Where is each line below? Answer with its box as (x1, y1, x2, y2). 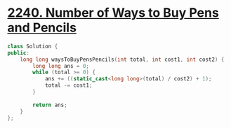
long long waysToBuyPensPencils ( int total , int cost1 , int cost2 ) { (20, 56, 225, 63)
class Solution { (7, 43, 58, 50)
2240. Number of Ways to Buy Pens (7, 5, 219, 21)
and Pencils (7, 20, 77, 36)
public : (7, 49, 30, 57)
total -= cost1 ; (44, 82, 93, 89)
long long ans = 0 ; (32, 62, 90, 69)
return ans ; (32, 101, 68, 108)
